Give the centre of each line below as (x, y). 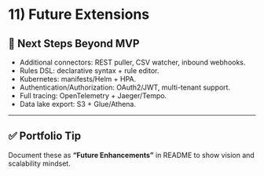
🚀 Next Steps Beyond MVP (74, 44)
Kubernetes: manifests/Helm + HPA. (77, 79)
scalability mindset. (39, 163)
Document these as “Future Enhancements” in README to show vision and (132, 155)
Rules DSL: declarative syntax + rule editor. (89, 71)
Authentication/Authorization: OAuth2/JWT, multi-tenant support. (125, 87)
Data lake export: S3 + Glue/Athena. (77, 104)
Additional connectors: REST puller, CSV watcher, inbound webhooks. (132, 62)
